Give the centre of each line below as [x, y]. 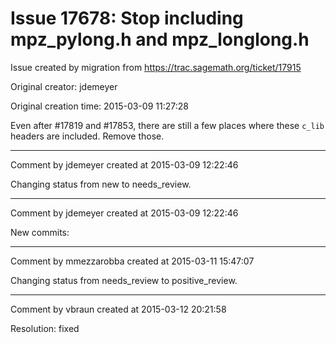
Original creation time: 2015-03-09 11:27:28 [99, 106]
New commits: [40, 232]
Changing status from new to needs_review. [101, 184]
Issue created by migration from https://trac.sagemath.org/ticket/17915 [156, 67]
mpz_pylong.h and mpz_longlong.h [160, 39]
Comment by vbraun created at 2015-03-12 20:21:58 [118, 309]
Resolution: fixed [45, 328]
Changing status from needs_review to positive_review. [124, 280]
